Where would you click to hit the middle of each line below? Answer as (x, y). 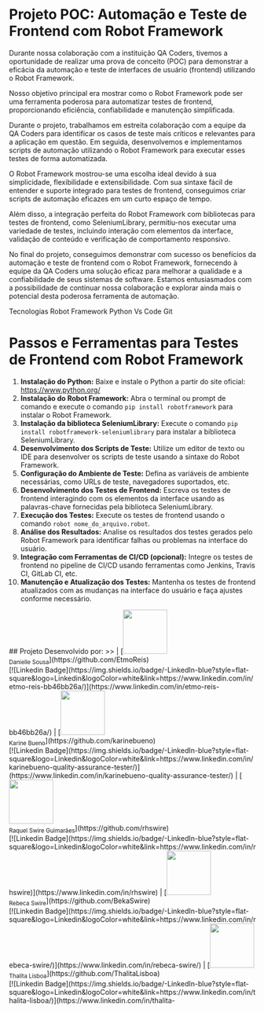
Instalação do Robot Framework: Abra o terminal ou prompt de (123, 398)
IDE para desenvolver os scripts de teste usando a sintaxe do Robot (130, 457)
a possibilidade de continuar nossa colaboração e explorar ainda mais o (125, 288)
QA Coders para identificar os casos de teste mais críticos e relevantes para (132, 133)
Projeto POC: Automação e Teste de (128, 15)
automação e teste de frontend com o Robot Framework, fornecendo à (123, 262)
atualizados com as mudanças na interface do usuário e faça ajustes (131, 590)
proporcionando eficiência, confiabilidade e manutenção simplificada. (122, 110)
